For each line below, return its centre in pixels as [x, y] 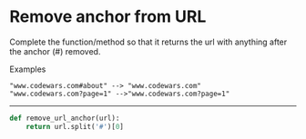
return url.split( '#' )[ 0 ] [75, 126]
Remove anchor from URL [108, 17]
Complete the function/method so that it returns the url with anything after [148, 42]
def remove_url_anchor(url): [65, 118]
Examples [28, 69]
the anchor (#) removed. [55, 51]
